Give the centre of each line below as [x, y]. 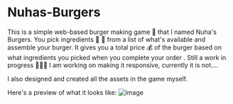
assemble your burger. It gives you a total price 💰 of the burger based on [115, 47]
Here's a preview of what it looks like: [62, 92]
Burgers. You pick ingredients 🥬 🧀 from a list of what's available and [107, 39]
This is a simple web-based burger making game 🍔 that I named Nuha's [112, 32]
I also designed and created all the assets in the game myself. [98, 79]
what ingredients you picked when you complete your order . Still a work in [117, 57]
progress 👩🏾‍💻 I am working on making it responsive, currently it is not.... [113, 65]
